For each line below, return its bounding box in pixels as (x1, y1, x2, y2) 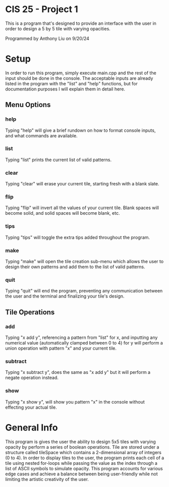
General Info (5, 422, 58, 433)
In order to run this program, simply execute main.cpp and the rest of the (5, 70, 156, 76)
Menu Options (5, 101, 51, 109)
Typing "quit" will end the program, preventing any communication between (5, 288, 163, 294)
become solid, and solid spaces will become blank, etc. (5, 210, 120, 216)
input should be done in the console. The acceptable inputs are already (5, 75, 153, 81)
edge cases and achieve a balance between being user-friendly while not (5, 471, 158, 477)
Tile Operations (5, 308, 55, 316)
